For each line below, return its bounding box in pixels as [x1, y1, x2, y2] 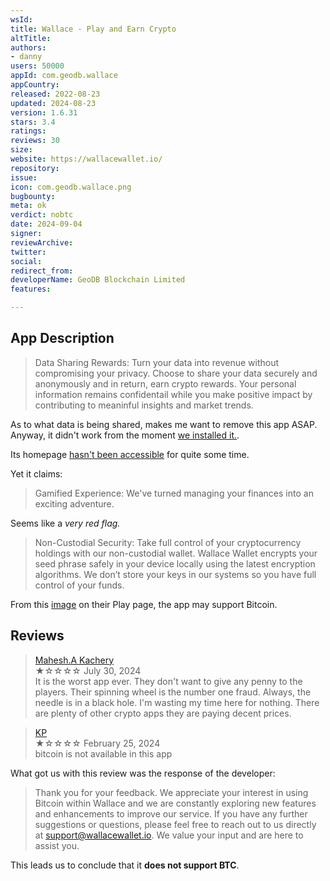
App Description [10, 330, 115, 347]
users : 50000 [10, 61, 65, 71]
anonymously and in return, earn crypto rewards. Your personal [34, 377, 297, 390]
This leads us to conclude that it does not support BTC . [10, 859, 240, 871]
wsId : [10, 14, 33, 25]
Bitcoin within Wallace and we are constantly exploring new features [34, 797, 317, 809]
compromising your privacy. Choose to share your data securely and [34, 367, 318, 379]
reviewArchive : [10, 237, 74, 248]
